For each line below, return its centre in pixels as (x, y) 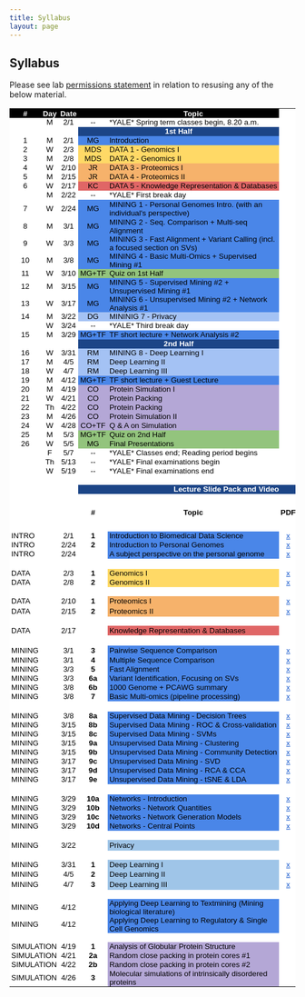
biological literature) (142, 911)
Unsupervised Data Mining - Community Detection (193, 752)
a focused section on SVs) (153, 248)
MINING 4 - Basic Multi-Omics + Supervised (182, 256)
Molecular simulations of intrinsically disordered (188, 973)
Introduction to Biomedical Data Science (176, 536)
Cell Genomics (133, 928)
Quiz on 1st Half (136, 274)
